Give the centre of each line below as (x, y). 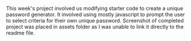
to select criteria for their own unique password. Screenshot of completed (95, 20)
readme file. (20, 33)
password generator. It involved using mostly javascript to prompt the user (95, 14)
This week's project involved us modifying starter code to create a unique (95, 8)
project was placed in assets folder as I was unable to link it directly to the (95, 27)
